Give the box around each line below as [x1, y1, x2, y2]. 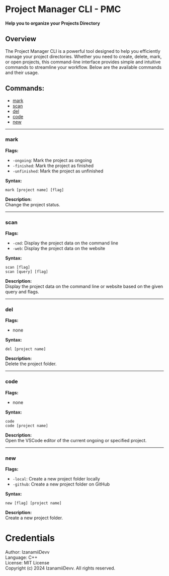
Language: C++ [5, 554, 38, 560]
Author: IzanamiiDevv [5, 549, 50, 555]
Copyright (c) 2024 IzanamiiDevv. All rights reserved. [5, 565, 116, 571]
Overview [5, 35, 37, 43]
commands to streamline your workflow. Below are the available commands [5, 64, 162, 70]
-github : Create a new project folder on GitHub [12, 481, 110, 487]
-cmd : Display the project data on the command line [12, 240, 118, 246]
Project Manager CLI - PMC [5, 4, 121, 15]
